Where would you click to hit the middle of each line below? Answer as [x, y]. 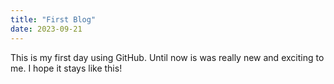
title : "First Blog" [53, 19]
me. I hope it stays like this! [66, 68]
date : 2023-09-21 [46, 29]
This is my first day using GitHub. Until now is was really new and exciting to [167, 57]
